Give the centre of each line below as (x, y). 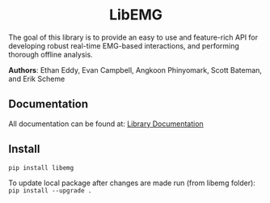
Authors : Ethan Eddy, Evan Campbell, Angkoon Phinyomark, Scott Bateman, (135, 70)
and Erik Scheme (37, 78)
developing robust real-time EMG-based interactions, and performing (124, 45)
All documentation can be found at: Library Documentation (106, 124)
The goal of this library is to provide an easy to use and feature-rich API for (133, 37)
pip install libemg (41, 167)
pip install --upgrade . (50, 190)
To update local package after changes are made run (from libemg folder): (132, 183)
